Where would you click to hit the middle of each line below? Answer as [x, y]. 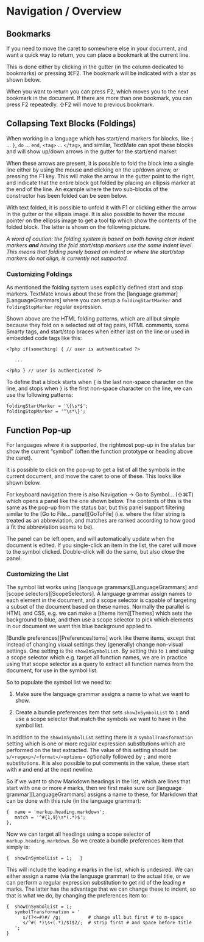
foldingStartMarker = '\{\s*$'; [47, 406]
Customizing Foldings [39, 274]
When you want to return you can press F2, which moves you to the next [97, 92]
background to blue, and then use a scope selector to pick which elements [100, 620]
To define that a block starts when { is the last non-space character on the [100, 382]
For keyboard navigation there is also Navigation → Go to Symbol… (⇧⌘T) [100, 494]
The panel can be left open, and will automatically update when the [90, 538]
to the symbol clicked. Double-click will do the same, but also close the [95, 551]
